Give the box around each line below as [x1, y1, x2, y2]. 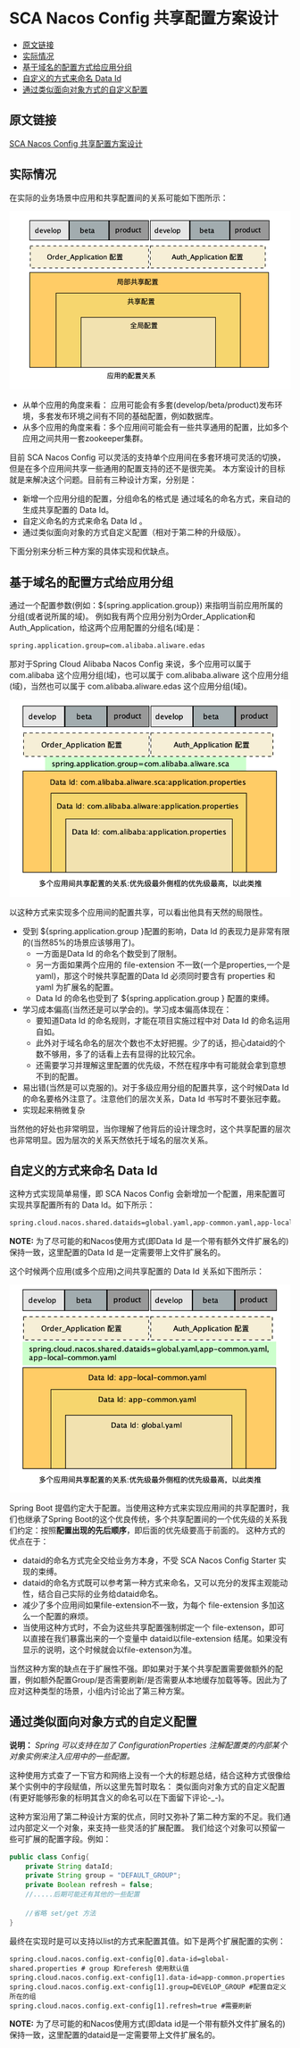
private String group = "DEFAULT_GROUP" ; [25, 1871, 181, 1880]
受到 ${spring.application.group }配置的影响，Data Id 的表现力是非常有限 [21, 925, 290, 936]
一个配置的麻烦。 [29, 1610, 94, 1621]
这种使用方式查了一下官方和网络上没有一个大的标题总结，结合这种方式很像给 [9, 1769, 291, 1780]
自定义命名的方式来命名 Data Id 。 [21, 515, 147, 527]
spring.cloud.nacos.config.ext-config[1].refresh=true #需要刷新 [9, 2002, 253, 2010]
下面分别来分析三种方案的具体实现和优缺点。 [9, 546, 174, 556]
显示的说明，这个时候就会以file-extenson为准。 [21, 1644, 197, 1655]
